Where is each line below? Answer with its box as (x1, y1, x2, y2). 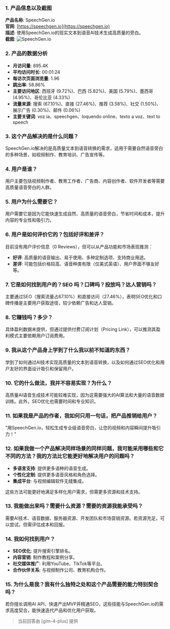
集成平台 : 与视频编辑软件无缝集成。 (12, 478, 87, 484)
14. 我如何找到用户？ (5, 535, 56, 542)
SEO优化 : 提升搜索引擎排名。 (12, 548, 73, 554)
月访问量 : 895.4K (12, 62, 49, 69)
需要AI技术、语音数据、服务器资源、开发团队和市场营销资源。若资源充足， (5, 515, 160, 521)
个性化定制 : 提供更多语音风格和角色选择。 (12, 471, 100, 478)
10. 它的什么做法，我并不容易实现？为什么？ (5, 380, 112, 387)
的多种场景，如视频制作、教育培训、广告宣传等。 (5, 151, 107, 158)
